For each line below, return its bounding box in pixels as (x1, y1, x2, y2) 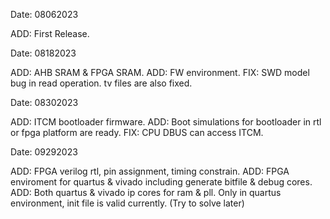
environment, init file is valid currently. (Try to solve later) (10, 197, 245, 209)
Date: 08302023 (10, 97, 79, 108)
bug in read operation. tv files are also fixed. (10, 77, 193, 89)
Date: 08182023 (10, 47, 77, 59)
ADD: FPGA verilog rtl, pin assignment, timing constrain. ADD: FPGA (10, 165, 290, 177)
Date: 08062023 (10, 9, 79, 20)
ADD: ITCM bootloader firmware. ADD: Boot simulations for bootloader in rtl (10, 116, 322, 128)
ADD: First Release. (10, 28, 90, 39)
